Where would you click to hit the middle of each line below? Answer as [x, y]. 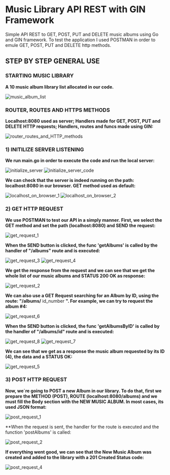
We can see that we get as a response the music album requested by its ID [85, 351]
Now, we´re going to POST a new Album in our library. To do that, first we [83, 390]
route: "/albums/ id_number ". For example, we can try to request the [79, 301]
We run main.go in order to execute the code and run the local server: [80, 161]
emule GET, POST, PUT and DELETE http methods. [58, 45]
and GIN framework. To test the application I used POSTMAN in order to [80, 40]
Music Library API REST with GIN [75, 9]
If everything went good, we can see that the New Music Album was [78, 452]
